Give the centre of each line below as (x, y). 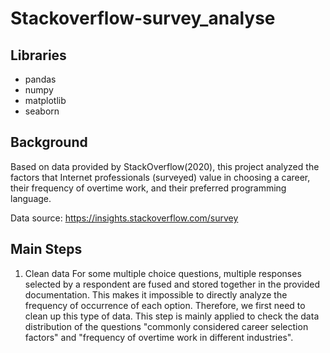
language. (31, 198)
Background (49, 142)
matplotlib (45, 100)
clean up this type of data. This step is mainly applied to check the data (172, 316)
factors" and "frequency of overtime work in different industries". (159, 337)
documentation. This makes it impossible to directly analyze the (156, 294)
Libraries (38, 55)
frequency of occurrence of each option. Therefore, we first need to (165, 305)
